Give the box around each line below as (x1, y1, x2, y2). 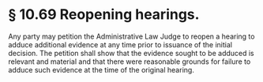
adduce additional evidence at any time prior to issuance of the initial (8, 39, 233, 49)
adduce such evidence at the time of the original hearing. (8, 65, 195, 74)
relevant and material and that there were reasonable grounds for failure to (8, 57, 251, 66)
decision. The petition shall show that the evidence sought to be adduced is (8, 48, 254, 58)
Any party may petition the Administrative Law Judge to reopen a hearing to (8, 32, 255, 41)
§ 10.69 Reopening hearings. (8, 6, 200, 24)
